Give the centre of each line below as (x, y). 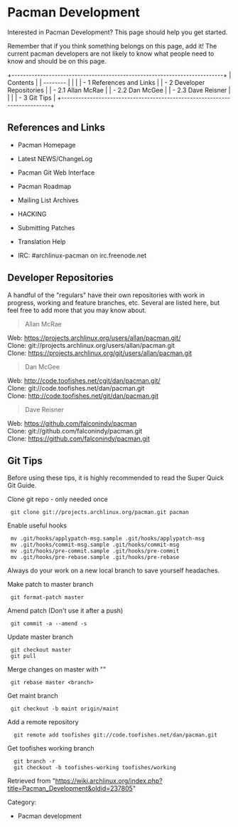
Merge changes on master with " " (57, 669)
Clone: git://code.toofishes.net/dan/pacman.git (76, 388)
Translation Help (42, 241)
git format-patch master (47, 597)
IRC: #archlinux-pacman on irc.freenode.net (82, 255)
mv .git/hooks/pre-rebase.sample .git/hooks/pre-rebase (95, 558)
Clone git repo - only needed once (58, 499)
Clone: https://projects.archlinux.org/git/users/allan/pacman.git (100, 353)
